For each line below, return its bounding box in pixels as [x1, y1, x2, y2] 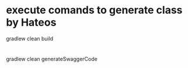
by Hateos [6, 16, 57, 29]
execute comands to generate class [6, 3, 183, 17]
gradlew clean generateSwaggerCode [6, 56, 98, 63]
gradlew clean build [6, 35, 54, 42]
